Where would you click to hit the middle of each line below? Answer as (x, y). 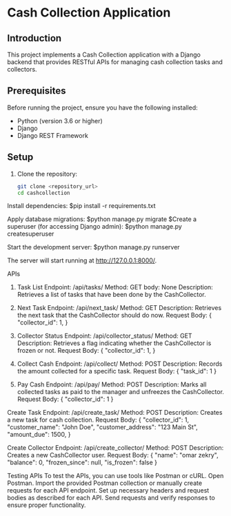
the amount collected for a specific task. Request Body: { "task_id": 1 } (117, 371)
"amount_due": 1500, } (39, 435)
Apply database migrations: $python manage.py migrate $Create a (102, 219)
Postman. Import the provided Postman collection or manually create (104, 483)
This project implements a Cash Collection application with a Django (104, 54)
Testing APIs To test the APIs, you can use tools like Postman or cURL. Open (115, 476)
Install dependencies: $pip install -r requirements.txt (81, 206)
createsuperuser (31, 234)
